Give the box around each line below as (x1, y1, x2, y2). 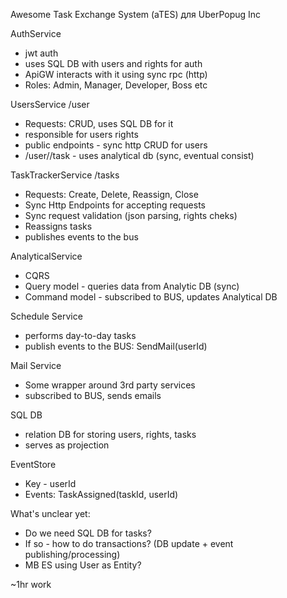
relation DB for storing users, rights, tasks (24, 429, 197, 440)
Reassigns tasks (24, 220, 93, 232)
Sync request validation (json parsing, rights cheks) (24, 210, 238, 221)
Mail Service (10, 360, 62, 371)
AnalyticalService (10, 250, 83, 262)
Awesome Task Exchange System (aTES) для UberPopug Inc (10, 9, 262, 20)
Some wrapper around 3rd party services (24, 379, 196, 391)
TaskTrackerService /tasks (10, 169, 120, 181)
